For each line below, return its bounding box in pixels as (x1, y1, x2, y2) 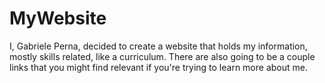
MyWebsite (9, 7, 107, 30)
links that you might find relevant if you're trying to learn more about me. (9, 61, 308, 73)
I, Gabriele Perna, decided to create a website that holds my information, (9, 40, 308, 52)
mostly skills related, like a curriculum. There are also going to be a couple (9, 50, 316, 62)
